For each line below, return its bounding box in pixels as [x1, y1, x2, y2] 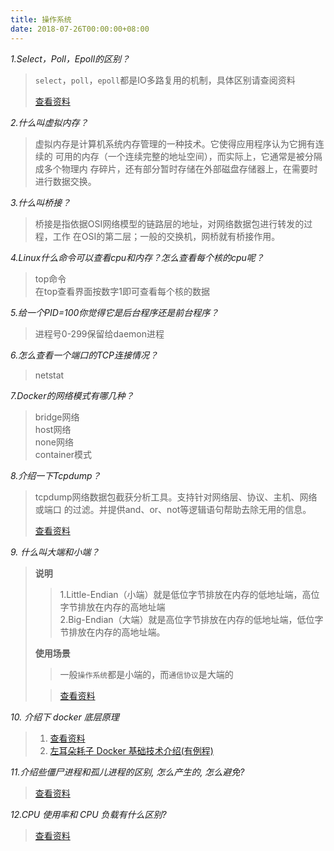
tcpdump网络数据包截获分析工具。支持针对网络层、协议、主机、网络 [34, 491, 318, 503]
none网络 [34, 436, 74, 448]
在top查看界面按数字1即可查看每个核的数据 [34, 285, 210, 297]
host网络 [34, 423, 72, 435]
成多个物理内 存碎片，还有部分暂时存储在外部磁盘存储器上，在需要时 [34, 162, 318, 175]
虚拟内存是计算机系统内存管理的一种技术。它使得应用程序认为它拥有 [34, 137, 316, 150]
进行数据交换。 [34, 175, 97, 187]
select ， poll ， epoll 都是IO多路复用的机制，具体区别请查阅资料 [34, 74, 296, 86]
